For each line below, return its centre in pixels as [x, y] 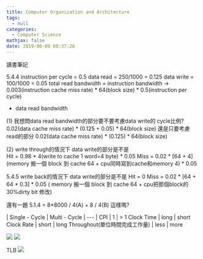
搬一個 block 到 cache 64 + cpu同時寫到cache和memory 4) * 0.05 [114, 163]
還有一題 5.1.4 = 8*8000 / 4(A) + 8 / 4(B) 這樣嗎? [68, 205]
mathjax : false [26, 41]
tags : [13, 18]
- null [20, 23]
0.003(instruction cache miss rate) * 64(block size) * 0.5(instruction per [97, 90]
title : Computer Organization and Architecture [68, 12]
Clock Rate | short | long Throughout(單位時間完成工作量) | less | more [95, 224]
